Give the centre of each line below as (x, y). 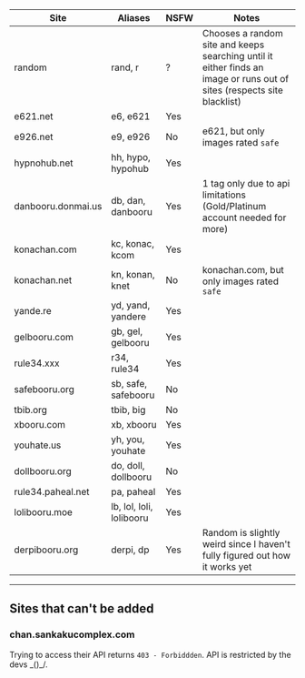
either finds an (233, 67)
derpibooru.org (46, 550)
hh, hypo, (131, 157)
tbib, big (128, 410)
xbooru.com (40, 425)
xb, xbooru (133, 425)
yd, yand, (130, 305)
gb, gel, (127, 331)
